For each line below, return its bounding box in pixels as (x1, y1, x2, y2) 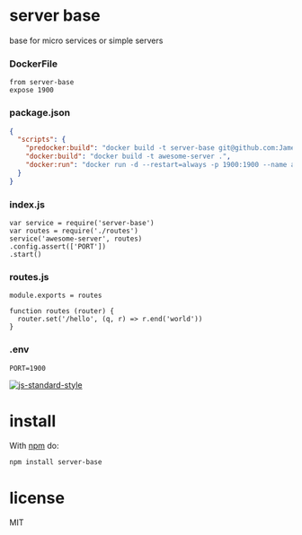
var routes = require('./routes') (9, 226, 139, 235)
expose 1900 (9, 86, 54, 95)
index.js (9, 198, 45, 211)
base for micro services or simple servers (9, 35, 164, 46)
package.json (9, 107, 70, 119)
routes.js (9, 270, 49, 283)
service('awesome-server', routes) (9, 234, 143, 243)
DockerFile (9, 57, 58, 70)
